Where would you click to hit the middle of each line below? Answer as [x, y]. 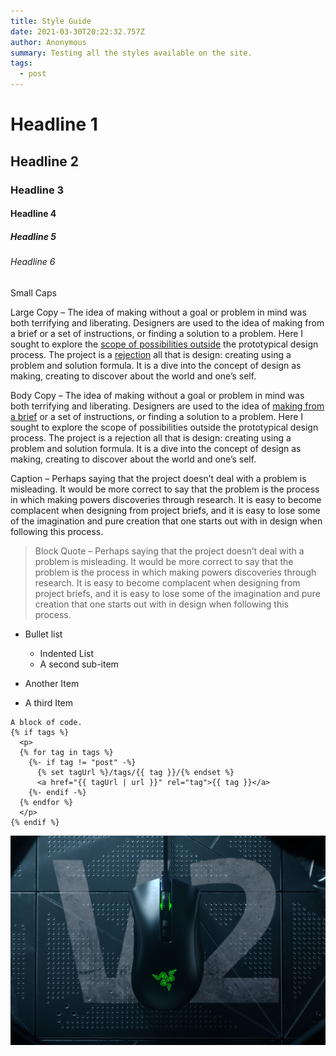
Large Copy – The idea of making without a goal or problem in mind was [158, 312]
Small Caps [33, 292]
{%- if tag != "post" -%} [82, 762]
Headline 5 [33, 236]
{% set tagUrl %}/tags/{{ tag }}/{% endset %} [135, 772]
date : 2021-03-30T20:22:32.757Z [77, 31]
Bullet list [43, 634]
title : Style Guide [51, 21]
